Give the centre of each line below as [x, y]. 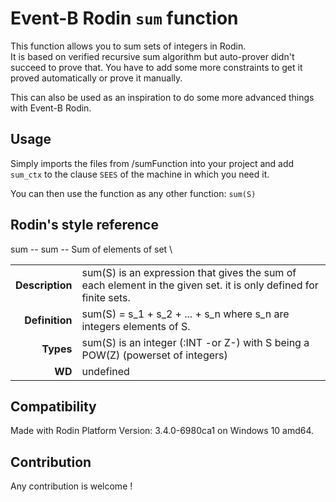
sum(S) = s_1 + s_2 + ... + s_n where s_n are [185, 314]
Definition [48, 320]
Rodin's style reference [84, 225]
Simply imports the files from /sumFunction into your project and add [152, 163]
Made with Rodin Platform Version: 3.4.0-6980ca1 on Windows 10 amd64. [162, 431]
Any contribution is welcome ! [71, 486]
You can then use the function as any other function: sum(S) [133, 193]
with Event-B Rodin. [51, 108]
